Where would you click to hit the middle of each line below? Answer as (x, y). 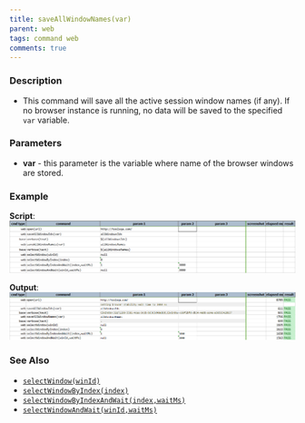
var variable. (46, 120)
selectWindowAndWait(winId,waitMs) (90, 410)
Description (36, 81)
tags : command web (44, 38)
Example (29, 196)
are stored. (43, 172)
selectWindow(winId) (61, 381)
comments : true (38, 48)
